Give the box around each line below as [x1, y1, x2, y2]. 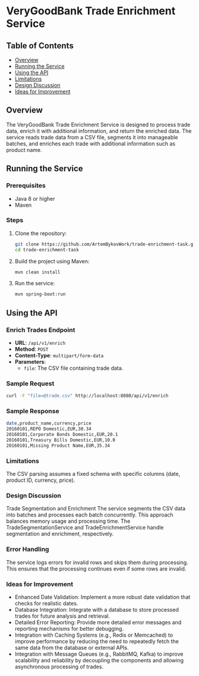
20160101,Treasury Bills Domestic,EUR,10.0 [6, 437, 116, 443]
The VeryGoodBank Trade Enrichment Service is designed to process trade [6, 121, 191, 128]
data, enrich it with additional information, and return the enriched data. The [6, 127, 192, 135]
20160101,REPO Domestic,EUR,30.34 [6, 426, 92, 432]
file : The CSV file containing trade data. [23, 365, 124, 372]
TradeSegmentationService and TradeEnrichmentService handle [6, 524, 164, 531]
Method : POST [14, 345, 49, 353]
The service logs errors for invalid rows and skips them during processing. [6, 559, 188, 566]
